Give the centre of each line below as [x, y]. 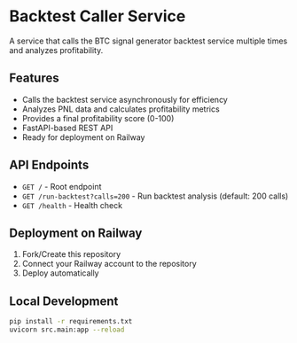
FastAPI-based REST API [67, 128]
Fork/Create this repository [71, 254]
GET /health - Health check [72, 205]
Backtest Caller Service [98, 16]
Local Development [64, 301]
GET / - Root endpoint [62, 186]
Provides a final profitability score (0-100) [98, 118]
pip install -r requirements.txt [71, 322]
